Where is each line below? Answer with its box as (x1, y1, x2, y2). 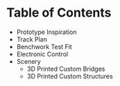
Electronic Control (16, 50, 69, 58)
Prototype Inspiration (16, 28, 77, 36)
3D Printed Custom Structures (26, 71, 113, 80)
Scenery (16, 57, 41, 65)
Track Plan (16, 35, 48, 43)
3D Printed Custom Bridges (26, 64, 105, 73)
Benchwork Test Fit (16, 42, 72, 51)
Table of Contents (6, 5, 112, 21)
